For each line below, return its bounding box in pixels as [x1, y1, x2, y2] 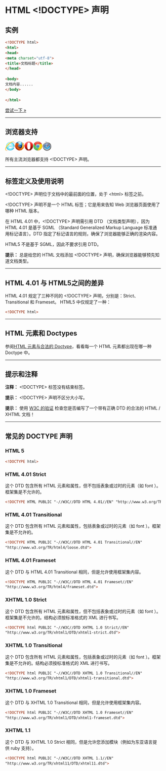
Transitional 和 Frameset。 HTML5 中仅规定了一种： [5, 299, 111, 305]
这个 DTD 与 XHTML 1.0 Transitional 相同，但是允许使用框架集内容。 [5, 700, 144, 705]
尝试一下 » [5, 107, 27, 113]
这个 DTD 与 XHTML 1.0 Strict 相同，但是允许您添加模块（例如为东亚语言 [5, 739, 153, 745]
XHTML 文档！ [5, 412, 35, 418]
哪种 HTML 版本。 [5, 208, 42, 214]
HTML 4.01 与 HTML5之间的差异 [5, 279, 104, 287]
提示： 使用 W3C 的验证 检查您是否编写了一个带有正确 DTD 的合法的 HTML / [5, 405, 161, 411]
